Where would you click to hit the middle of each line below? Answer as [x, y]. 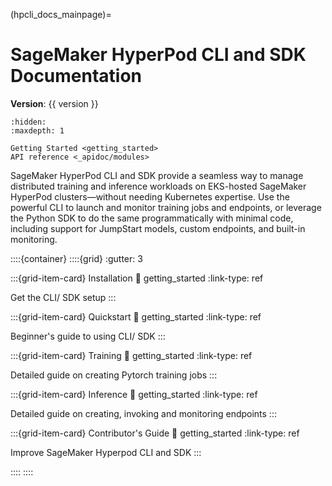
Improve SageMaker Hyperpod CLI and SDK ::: [106, 452]
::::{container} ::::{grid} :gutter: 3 [76, 258]
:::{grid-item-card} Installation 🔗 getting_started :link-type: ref [137, 278]
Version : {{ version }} [54, 103]
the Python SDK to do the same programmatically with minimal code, [152, 218]
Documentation [76, 76]
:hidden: [28, 122]
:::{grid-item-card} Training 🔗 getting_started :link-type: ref [131, 355]
